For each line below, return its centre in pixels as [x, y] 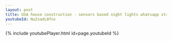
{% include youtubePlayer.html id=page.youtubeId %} [62, 33]
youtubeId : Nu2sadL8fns [31, 19]
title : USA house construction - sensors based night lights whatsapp [82, 14]
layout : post [19, 10]
